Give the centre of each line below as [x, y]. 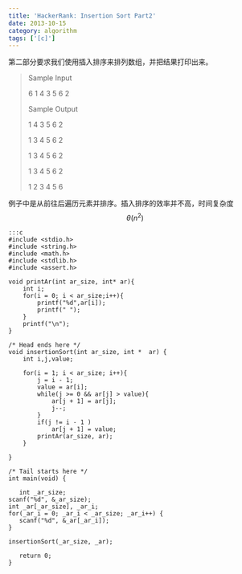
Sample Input [50, 78]
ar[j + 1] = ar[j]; [84, 401]
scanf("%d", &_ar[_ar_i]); [64, 520]
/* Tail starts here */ [48, 471]
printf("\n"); [46, 324]
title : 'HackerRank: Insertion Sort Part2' [82, 16]
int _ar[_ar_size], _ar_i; [53, 507]
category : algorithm [43, 31]
